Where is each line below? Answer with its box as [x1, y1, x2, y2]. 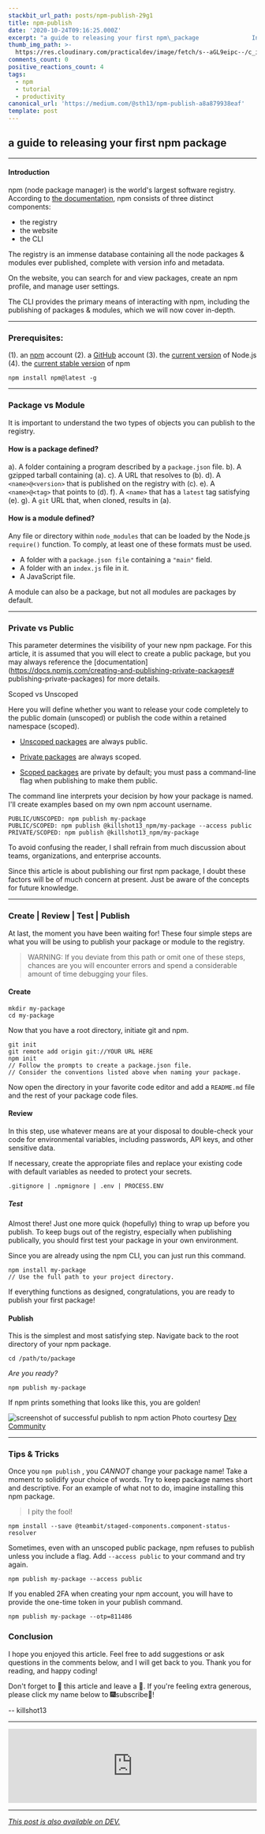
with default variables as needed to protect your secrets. [8, 1167, 192, 1177]
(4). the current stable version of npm [8, 359, 130, 369]
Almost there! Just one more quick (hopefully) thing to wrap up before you [8, 1219, 250, 1228]
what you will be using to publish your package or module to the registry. [8, 936, 245, 946]
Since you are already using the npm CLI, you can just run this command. [8, 1250, 246, 1260]
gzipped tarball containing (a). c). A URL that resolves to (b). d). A [8, 470, 222, 479]
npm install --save [8, 1522, 73, 1530]
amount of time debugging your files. [27, 969, 148, 978]
